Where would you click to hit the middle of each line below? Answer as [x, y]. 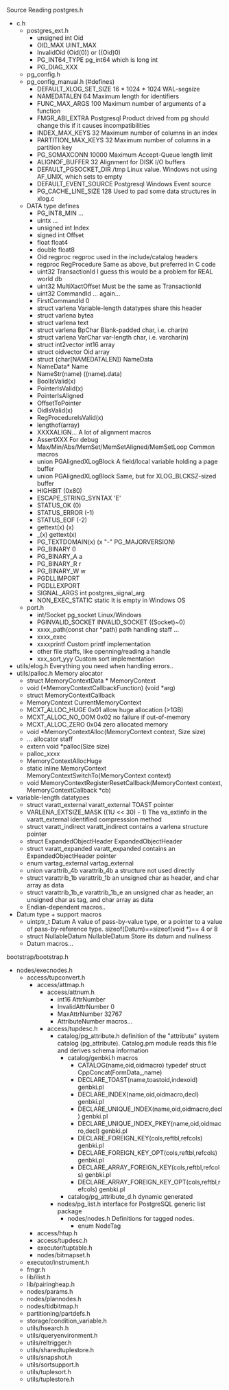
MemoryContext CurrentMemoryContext [84, 703]
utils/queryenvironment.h [62, 1335]
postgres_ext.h [48, 31]
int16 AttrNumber [81, 999]
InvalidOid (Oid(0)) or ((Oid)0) [79, 52]
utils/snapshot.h [49, 1357]
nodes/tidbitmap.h [52, 1306]
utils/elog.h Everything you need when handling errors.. [95, 666]
